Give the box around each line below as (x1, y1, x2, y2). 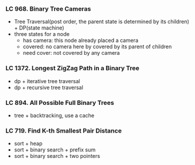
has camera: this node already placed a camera (22, 37, 139, 44)
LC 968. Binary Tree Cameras (5, 5, 91, 13)
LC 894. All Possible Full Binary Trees (5, 98, 114, 107)
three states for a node (14, 31, 70, 38)
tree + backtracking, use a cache (14, 111, 95, 119)
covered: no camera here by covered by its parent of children (22, 43, 172, 50)
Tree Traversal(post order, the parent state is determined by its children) (14, 18, 190, 25)
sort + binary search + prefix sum (14, 146, 96, 153)
